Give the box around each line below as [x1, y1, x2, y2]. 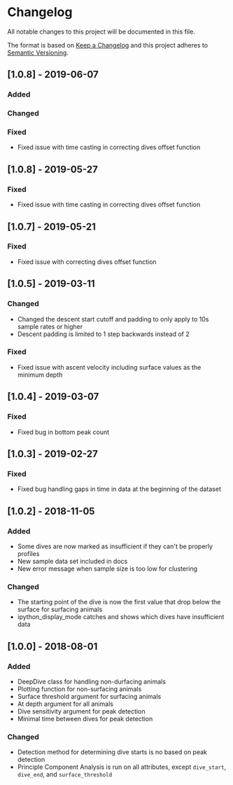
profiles [17, 549, 40, 557]
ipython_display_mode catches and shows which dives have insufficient [17, 613, 225, 621]
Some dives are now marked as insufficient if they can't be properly [17, 542, 213, 550]
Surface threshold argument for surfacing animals [17, 692, 162, 700]
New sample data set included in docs [17, 557, 128, 565]
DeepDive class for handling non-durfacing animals [17, 677, 167, 686]
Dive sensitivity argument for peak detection [17, 707, 146, 715]
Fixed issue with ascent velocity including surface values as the [17, 363, 202, 371]
